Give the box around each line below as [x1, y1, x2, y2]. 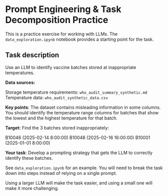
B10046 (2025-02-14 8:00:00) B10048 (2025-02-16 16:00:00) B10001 [5, 135, 150, 141]
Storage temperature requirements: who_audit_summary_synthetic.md [5, 89, 148, 95]
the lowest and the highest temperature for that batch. [5, 115, 118, 121]
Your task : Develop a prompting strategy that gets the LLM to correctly [5, 150, 153, 156]
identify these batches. [5, 155, 53, 161]
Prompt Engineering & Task [5, 4, 122, 15]
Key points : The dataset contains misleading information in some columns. [5, 104, 161, 110]
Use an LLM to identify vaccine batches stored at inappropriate [5, 64, 136, 70]
